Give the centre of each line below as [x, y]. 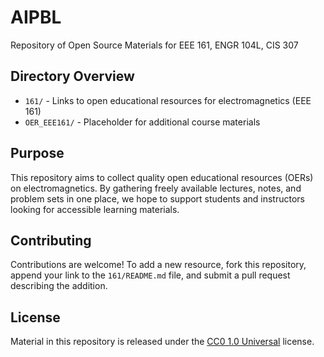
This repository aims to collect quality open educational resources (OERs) [162, 177]
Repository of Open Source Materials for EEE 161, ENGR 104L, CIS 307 [154, 45]
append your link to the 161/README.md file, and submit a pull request [150, 275]
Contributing [51, 240]
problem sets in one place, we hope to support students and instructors [157, 198]
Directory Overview [72, 76]
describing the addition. [59, 286]
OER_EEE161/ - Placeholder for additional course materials [142, 122]
